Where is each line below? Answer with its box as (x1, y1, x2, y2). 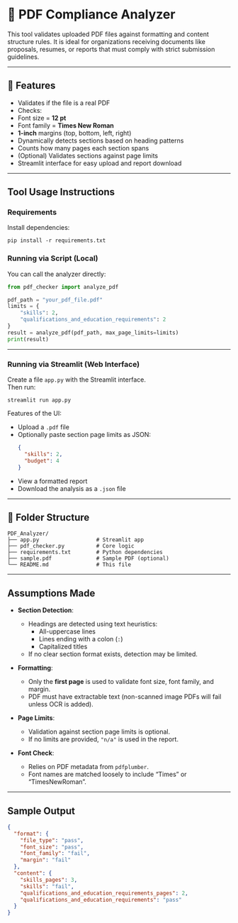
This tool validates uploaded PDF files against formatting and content (7, 30, 209, 38)
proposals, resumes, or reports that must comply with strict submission (7, 45, 215, 53)
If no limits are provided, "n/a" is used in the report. (28, 735, 179, 744)
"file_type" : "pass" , (20, 836, 84, 844)
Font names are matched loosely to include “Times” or (28, 770, 187, 779)
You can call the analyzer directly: (7, 270, 106, 278)
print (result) (7, 336, 50, 343)
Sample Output (7, 805, 76, 817)
